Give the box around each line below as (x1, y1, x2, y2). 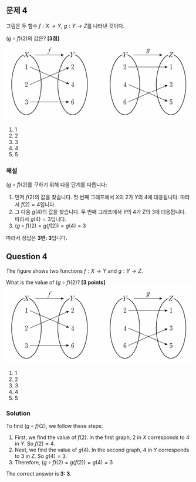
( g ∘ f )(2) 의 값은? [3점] (6, 35, 60, 42)
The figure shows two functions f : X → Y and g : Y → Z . (6, 267, 143, 275)
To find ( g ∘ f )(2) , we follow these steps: (6, 423, 103, 430)
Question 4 (6, 252, 48, 262)
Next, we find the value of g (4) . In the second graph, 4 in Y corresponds (14, 446, 190, 454)
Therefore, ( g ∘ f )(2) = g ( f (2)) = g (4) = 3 (14, 459, 113, 466)
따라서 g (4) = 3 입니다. (14, 216, 67, 223)
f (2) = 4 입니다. (21, 201, 56, 208)
